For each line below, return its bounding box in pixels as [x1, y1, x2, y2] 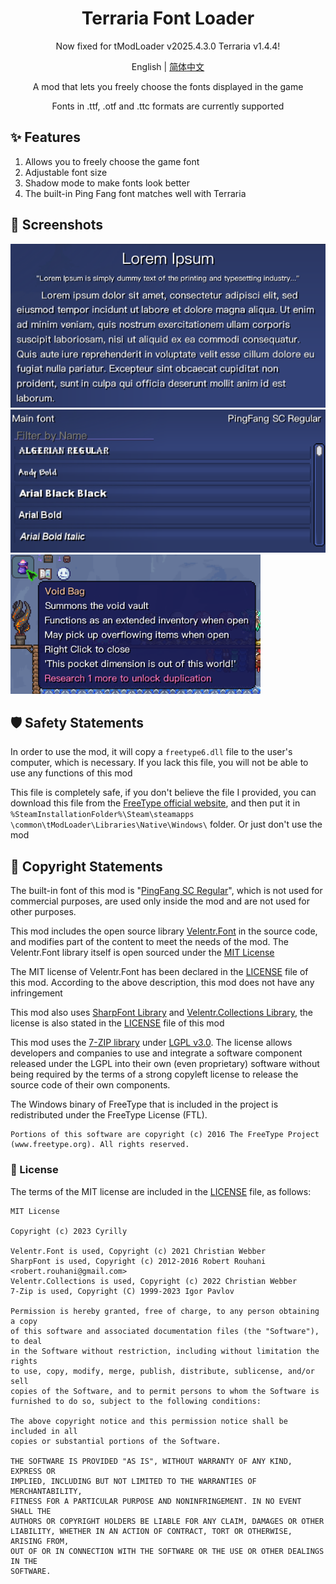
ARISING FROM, [10, 1536, 70, 1546]
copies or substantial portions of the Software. [10, 1436, 222, 1446]
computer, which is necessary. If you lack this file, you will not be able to [10, 757, 309, 769]
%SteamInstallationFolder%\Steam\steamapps [10, 810, 195, 820]
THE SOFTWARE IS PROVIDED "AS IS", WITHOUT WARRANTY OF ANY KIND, [10, 1456, 293, 1466]
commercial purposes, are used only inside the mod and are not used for [10, 895, 311, 907]
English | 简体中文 [131, 60, 205, 72]
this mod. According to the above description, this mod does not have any [10, 977, 315, 989]
